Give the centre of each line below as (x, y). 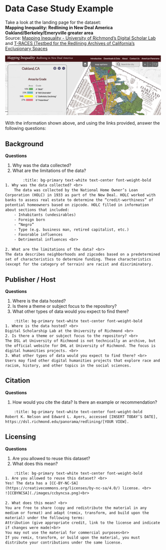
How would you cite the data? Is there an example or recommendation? (85, 402)
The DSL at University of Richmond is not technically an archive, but (80, 341)
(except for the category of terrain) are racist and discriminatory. (79, 264)
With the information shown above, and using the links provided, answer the (83, 123)
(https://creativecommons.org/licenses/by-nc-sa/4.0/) (63, 488)
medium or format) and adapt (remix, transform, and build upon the (77, 513)
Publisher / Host (30, 279)
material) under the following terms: (45, 518)
